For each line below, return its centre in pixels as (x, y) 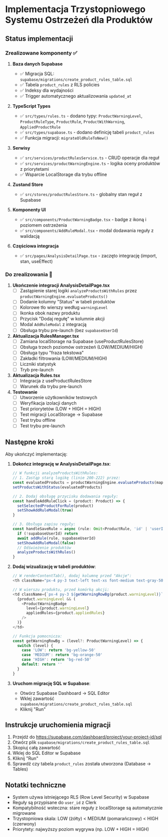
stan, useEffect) (36, 261)
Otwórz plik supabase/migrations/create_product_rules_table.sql (81, 742)
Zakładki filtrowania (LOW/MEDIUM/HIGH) (63, 358)
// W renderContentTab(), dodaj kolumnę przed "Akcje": (72, 576)
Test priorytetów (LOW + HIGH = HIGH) (61, 409)
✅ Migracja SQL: (37, 74)
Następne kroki (30, 442)
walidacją (30, 236)
